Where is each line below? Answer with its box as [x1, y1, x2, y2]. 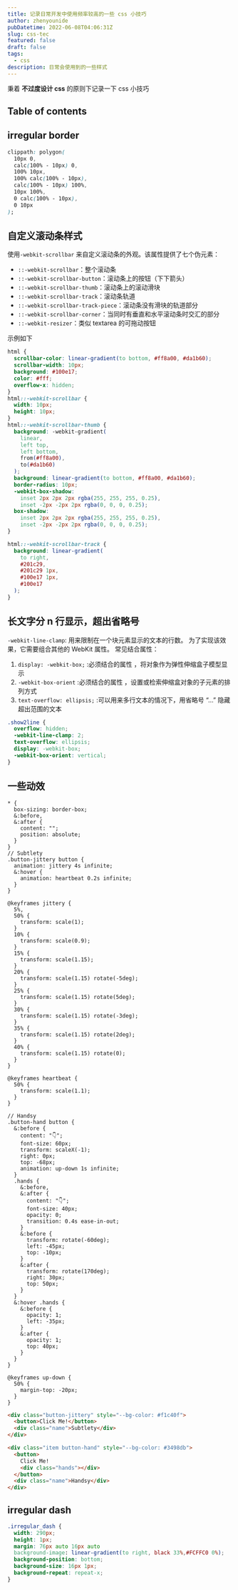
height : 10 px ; [14, 408, 56, 415]
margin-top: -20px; [20, 1386, 78, 1393]
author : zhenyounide [7, 17, 69, 24]
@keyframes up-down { [7, 1373, 72, 1381]
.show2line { [7, 719, 46, 726]
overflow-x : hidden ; [14, 382, 75, 389]
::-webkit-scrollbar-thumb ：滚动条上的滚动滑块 [17, 283, 160, 292]
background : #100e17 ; [14, 369, 78, 376]
